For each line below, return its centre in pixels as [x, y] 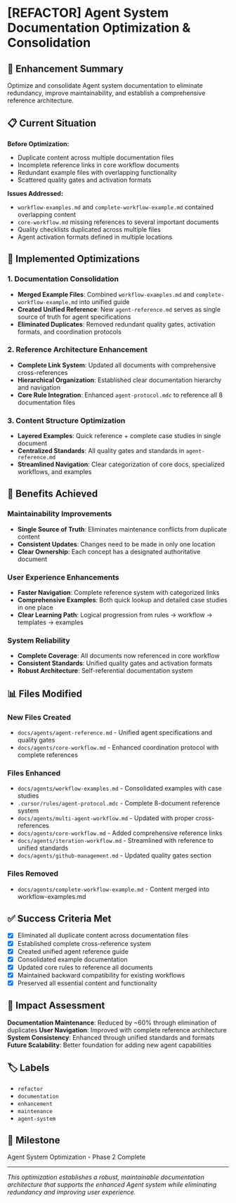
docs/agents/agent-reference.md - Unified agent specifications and [115, 732]
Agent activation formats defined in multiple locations [95, 237]
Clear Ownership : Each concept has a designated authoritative [109, 551]
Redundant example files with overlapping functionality [97, 172]
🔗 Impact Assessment [56, 1006]
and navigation [39, 387]
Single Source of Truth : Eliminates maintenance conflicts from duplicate [122, 529]
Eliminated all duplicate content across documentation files [103, 935]
